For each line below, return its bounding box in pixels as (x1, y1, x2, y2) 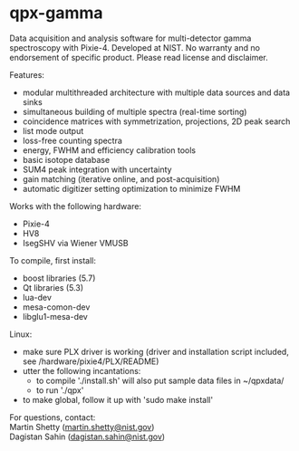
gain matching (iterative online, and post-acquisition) (22, 173, 220, 184)
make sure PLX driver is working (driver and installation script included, (22, 346, 290, 357)
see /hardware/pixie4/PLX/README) (22, 356, 159, 367)
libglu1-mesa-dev (22, 311, 88, 321)
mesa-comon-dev (22, 302, 91, 312)
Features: (9, 69, 45, 80)
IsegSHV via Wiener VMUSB (22, 237, 129, 248)
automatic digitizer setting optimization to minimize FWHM (22, 183, 241, 194)
